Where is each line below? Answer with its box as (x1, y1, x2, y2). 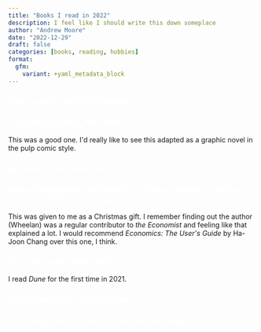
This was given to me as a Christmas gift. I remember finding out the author (8, 212, 253, 221)
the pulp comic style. (8, 143, 76, 153)
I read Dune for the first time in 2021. (8, 275, 127, 284)
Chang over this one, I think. (26, 237, 118, 246)
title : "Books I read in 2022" (8, 11, 111, 20)
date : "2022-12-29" (8, 33, 72, 42)
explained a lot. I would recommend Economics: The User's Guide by (8, 229, 232, 238)
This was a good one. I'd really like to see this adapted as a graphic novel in (8, 135, 253, 144)
